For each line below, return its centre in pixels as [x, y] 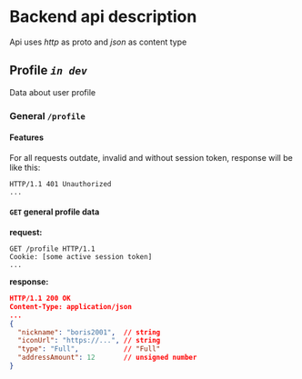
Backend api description [103, 17]
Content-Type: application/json [70, 306]
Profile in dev [49, 70]
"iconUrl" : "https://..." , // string [89, 341]
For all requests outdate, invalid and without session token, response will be [151, 157]
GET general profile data [55, 212]
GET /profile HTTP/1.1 [52, 249]
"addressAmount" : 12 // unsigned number [107, 358]
